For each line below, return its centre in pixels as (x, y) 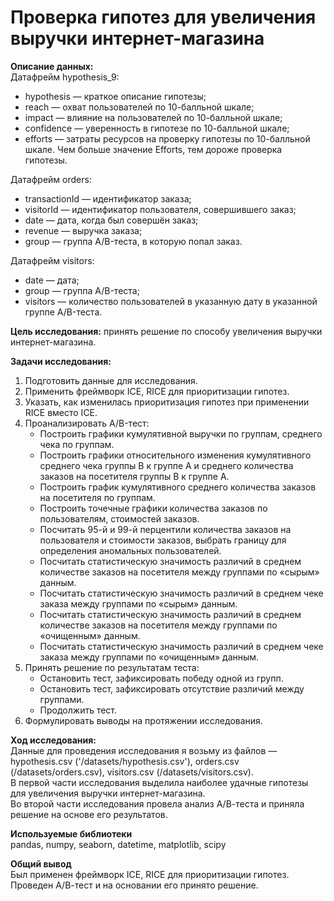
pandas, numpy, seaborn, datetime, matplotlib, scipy (118, 844)
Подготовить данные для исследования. (111, 380)
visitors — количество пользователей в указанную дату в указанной (171, 301)
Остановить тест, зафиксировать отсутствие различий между (172, 688)
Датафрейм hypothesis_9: (65, 77)
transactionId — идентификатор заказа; (108, 198)
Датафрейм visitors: (52, 260)
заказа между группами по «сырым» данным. (138, 603)
